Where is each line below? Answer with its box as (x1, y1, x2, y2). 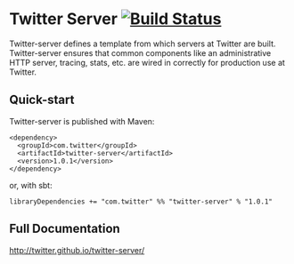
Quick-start (9, 92, 75, 108)
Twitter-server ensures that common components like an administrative (9, 47, 272, 58)
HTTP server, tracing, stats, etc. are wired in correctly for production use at (9, 57, 285, 68)
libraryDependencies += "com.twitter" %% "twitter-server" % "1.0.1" (9, 196, 274, 206)
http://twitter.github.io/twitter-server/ (9, 244, 145, 255)
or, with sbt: (9, 180, 53, 190)
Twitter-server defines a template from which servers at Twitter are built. (9, 38, 276, 49)
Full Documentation (9, 221, 120, 236)
